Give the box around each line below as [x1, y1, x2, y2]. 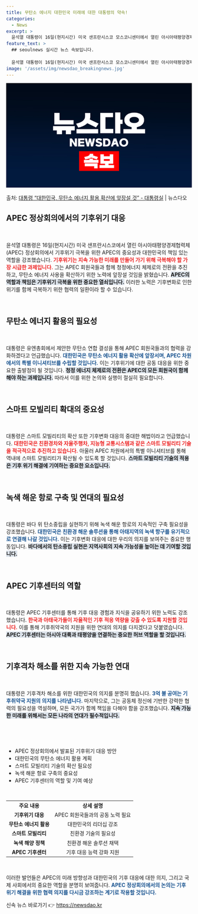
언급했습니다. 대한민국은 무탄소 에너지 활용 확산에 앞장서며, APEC [31, 352, 181, 359]
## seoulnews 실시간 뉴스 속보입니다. [11, 47, 94, 53]
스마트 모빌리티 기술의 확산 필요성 [14, 762, 93, 769]
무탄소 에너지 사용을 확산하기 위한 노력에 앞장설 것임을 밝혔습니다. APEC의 [18, 271, 190, 278]
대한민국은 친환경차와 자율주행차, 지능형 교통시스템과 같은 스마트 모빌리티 [14, 440, 181, 447]
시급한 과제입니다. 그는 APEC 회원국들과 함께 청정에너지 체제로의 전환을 [12, 264, 177, 271]
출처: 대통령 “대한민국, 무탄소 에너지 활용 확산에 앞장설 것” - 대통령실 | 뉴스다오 [6, 194, 187, 201]
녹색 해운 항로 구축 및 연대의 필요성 [6, 492, 124, 502]
